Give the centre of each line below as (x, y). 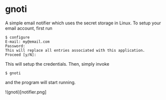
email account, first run (29, 28)
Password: (15, 46)
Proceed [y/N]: (21, 55)
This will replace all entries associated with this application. (75, 50)
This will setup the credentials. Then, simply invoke (57, 64)
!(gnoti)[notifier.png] (26, 92)
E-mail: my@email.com (28, 42)
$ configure (17, 37)
